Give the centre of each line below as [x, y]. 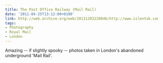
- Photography [19, 28]
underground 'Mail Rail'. [29, 55]
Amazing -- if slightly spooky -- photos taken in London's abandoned [74, 50]
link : [10, 18]
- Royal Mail [18, 32]
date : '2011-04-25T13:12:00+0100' [40, 14]
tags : [10, 23]
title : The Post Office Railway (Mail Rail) [51, 9]
